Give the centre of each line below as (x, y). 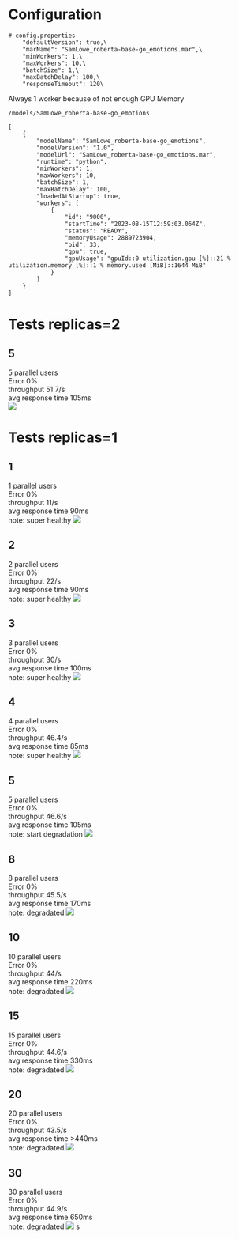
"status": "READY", (96, 231)
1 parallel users (33, 485)
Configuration (55, 15)
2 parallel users (33, 564)
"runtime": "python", (72, 161)
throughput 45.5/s (37, 895)
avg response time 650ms (50, 1217)
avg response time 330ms (50, 1060)
